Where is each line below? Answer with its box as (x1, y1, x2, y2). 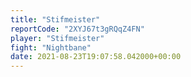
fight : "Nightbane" (10, 42, 92, 53)
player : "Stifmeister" (10, 33, 105, 43)
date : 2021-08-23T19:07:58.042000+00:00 (10, 52, 182, 62)
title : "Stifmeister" (10, 14, 101, 25)
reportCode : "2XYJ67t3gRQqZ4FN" (10, 24, 145, 34)
